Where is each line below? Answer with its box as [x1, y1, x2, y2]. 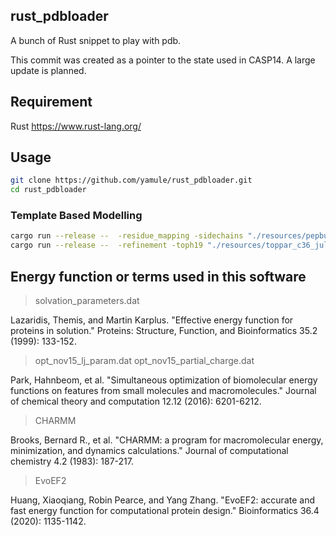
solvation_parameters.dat [34, 295, 140, 307]
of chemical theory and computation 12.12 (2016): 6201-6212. [10, 395, 262, 408]
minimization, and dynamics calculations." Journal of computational [10, 445, 289, 457]
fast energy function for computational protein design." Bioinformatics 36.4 [10, 505, 320, 517]
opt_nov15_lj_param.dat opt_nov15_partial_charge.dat [34, 355, 255, 367]
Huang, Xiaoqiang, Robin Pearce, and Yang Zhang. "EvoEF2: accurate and [10, 494, 315, 506]
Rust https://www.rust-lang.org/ [10, 120, 142, 132]
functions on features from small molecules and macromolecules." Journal [10, 385, 317, 397]
